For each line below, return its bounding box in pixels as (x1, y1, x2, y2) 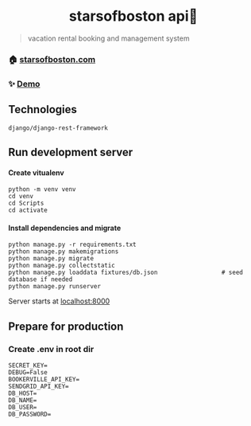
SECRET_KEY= (8, 362, 48, 369)
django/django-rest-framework (8, 123, 109, 132)
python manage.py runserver (8, 283, 102, 291)
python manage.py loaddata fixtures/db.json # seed (8, 268, 244, 277)
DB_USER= (8, 404, 37, 412)
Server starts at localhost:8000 (8, 296, 110, 306)
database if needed (8, 276, 73, 283)
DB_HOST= (8, 389, 37, 397)
